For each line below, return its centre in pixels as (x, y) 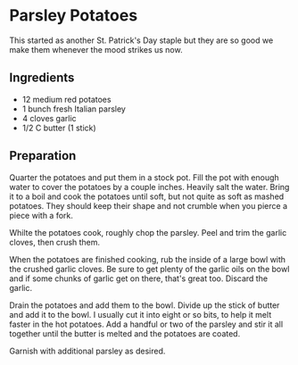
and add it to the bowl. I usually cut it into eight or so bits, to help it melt (141, 314)
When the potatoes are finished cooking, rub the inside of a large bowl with (148, 259)
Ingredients (42, 78)
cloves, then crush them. (55, 242)
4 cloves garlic (50, 118)
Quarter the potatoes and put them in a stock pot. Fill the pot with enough (144, 177)
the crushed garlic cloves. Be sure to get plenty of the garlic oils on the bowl (149, 269)
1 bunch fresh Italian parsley (74, 109)
